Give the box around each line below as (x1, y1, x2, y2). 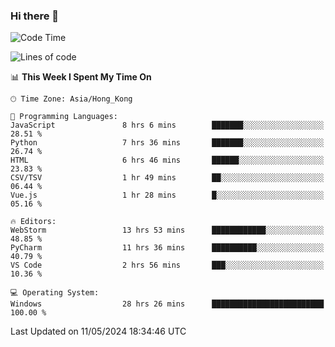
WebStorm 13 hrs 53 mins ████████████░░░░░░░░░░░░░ (10, 225, 325, 236)
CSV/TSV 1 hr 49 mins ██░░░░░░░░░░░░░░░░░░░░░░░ (10, 173, 325, 183)
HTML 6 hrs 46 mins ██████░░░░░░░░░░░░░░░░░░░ (10, 155, 325, 166)
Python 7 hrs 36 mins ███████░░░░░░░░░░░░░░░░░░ (10, 138, 325, 148)
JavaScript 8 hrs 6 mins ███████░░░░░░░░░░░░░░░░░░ (10, 120, 325, 131)
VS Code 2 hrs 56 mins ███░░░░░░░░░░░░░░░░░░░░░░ (10, 260, 325, 271)
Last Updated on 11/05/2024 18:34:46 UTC (10, 325, 187, 338)
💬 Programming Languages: (10, 112, 118, 122)
